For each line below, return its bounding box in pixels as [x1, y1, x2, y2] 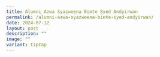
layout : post [6, 25, 39, 31]
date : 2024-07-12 [6, 20, 50, 26]
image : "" [6, 36, 31, 42]
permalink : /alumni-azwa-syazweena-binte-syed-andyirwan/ [6, 14, 154, 20]
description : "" [6, 31, 47, 37]
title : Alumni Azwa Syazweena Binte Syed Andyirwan [6, 8, 138, 15]
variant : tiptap [6, 42, 47, 48]
